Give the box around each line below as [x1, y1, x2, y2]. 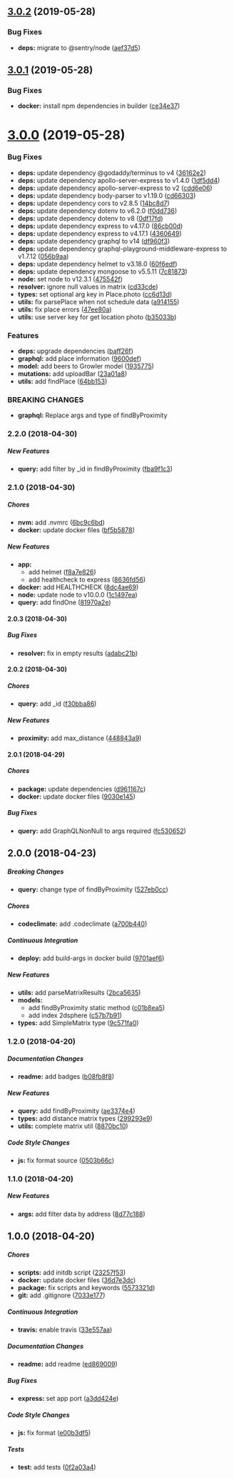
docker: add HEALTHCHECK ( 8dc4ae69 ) [17, 583, 139, 591]
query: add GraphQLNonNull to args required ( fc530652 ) [17, 827, 187, 835]
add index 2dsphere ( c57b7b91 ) [28, 1011, 123, 1020]
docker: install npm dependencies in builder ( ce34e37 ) [17, 101, 180, 110]
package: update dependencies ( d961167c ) [17, 784, 146, 793]
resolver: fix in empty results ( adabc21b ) [17, 649, 138, 657]
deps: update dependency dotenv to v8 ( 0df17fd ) [17, 214, 163, 222]
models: [17, 996, 43, 1004]
